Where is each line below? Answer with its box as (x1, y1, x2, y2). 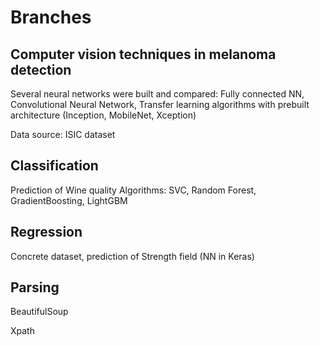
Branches (10, 6, 92, 29)
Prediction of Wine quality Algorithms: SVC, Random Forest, (10, 184, 257, 196)
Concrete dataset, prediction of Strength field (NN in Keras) (10, 250, 255, 262)
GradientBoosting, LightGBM (10, 194, 128, 206)
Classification (10, 157, 99, 175)
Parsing (10, 279, 60, 296)
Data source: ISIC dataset (10, 129, 116, 140)
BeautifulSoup (10, 306, 69, 318)
